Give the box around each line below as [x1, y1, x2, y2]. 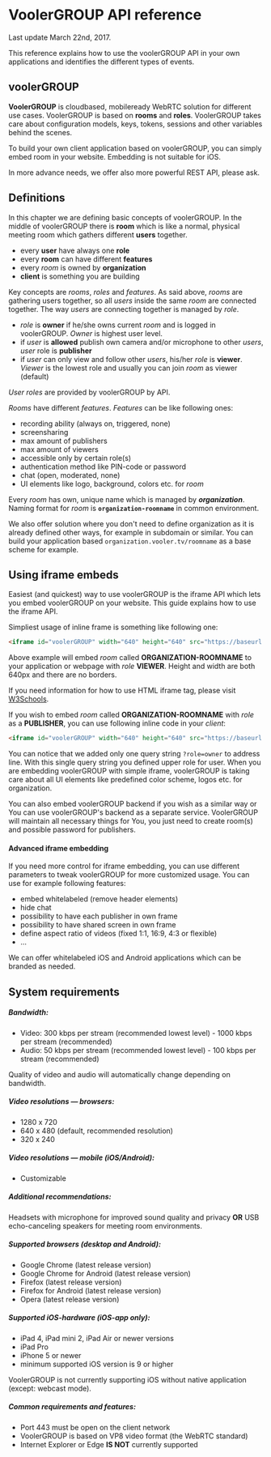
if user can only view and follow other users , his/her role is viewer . [19, 354, 243, 364]
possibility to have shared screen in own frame [19, 920, 176, 930]
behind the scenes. [8, 127, 73, 137]
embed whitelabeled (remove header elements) [19, 894, 179, 904]
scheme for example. [8, 544, 79, 554]
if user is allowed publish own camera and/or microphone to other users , [19, 337, 264, 347]
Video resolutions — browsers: [8, 1097, 115, 1106]
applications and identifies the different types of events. [8, 57, 195, 66]
